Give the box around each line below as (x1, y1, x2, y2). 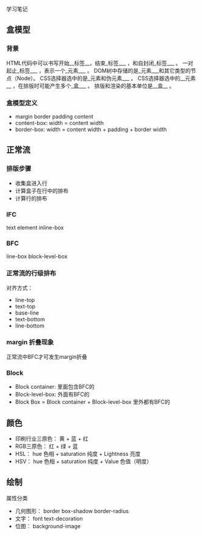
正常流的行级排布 (6, 269, 56, 278)
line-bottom (15, 322, 45, 329)
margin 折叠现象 (6, 338, 54, 347)
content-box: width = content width (15, 119, 104, 126)
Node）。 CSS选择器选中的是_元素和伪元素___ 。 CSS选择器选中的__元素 (16, 75, 196, 82)
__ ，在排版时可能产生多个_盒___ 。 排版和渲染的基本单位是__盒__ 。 (6, 82, 175, 89)
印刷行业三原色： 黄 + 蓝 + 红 (15, 435, 89, 442)
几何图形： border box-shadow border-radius (15, 507, 129, 514)
